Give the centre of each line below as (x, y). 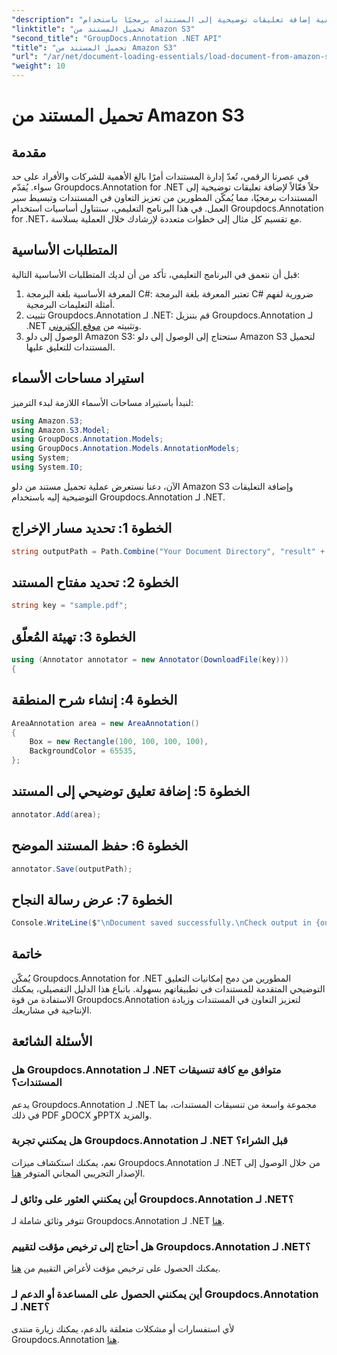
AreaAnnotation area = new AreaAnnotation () (105, 723)
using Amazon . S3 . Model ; (61, 430)
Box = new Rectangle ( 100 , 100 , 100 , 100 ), (119, 742)
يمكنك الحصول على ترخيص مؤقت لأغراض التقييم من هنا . (116, 1268)
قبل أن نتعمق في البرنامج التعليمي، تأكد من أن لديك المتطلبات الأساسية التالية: (156, 274)
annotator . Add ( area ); (56, 814)
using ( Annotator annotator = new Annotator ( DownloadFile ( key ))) (150, 660)
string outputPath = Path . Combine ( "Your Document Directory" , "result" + (168, 551)
